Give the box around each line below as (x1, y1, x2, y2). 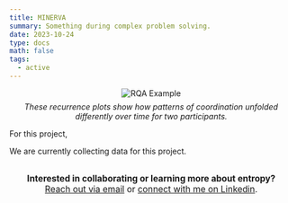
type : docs (9, 38, 50, 48)
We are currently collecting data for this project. (9, 146, 187, 156)
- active (17, 64, 50, 73)
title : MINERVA (9, 13, 67, 22)
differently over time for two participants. (75, 110, 228, 121)
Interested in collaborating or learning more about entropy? (26, 172, 276, 184)
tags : (9, 55, 30, 64)
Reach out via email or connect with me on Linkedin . (44, 183, 258, 195)
